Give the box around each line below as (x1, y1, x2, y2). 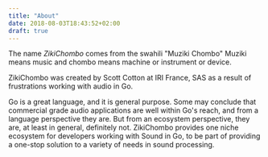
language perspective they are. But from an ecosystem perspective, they (8, 114, 250, 124)
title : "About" (8, 11, 60, 20)
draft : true (8, 27, 48, 35)
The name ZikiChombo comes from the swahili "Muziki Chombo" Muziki (8, 49, 247, 59)
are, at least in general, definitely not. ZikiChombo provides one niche (8, 122, 239, 133)
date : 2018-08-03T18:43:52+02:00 (8, 19, 121, 27)
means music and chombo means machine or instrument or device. (8, 57, 232, 67)
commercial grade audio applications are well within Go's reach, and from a (8, 105, 259, 115)
